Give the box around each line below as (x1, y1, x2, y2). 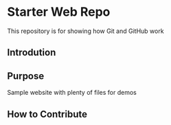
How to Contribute (7, 108, 88, 120)
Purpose (7, 70, 45, 82)
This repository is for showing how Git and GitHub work (7, 27, 164, 35)
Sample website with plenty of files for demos (7, 89, 137, 97)
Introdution (7, 47, 56, 58)
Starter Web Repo (7, 4, 111, 20)
